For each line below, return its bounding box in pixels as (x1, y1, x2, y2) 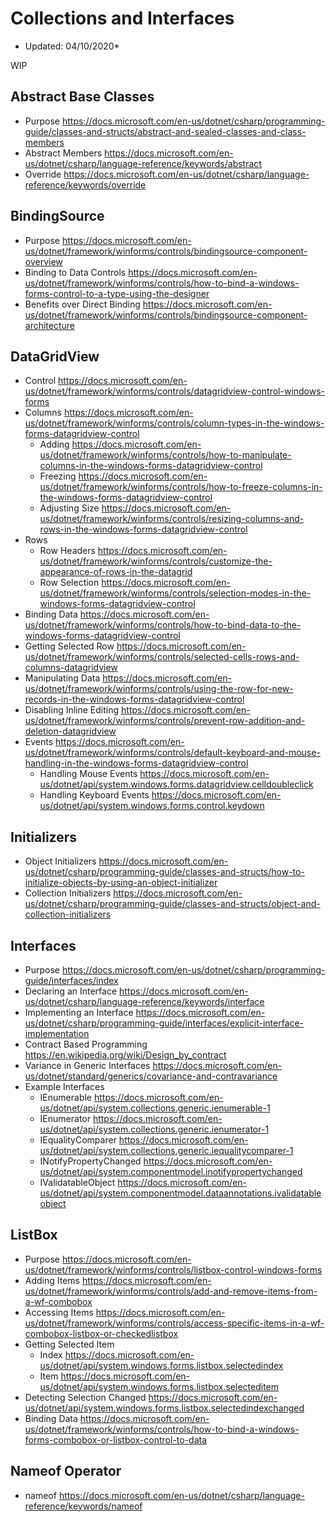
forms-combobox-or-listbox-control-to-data (24, 1433, 208, 1446)
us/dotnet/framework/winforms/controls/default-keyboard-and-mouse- (24, 747, 321, 759)
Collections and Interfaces (10, 7, 235, 30)
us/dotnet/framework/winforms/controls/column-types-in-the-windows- (24, 417, 325, 429)
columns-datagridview (24, 662, 118, 674)
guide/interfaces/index (24, 975, 119, 986)
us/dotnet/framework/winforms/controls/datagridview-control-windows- (24, 385, 326, 397)
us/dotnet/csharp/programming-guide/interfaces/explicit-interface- (24, 1017, 305, 1029)
